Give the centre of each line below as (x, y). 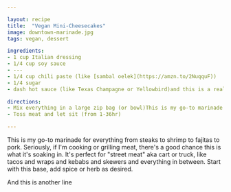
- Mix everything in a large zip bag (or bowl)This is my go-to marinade (115, 108)
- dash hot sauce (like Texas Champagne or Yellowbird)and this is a (109, 89)
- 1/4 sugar (24, 83)
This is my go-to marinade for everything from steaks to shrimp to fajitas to (113, 140)
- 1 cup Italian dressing (44, 58)
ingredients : (26, 51)
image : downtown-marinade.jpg (51, 32)
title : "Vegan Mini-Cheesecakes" (57, 26)
